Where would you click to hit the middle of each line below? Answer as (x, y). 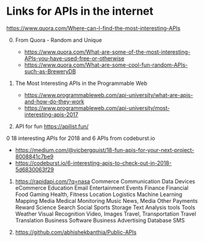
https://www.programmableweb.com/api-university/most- (97, 108)
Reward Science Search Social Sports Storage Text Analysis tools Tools (105, 207)
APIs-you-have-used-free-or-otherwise (74, 58)
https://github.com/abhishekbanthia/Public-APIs (76, 232)
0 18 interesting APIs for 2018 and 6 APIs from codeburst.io (81, 138)
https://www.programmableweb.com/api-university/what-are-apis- (109, 95)
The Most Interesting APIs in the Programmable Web (81, 83)
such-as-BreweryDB (50, 71)
